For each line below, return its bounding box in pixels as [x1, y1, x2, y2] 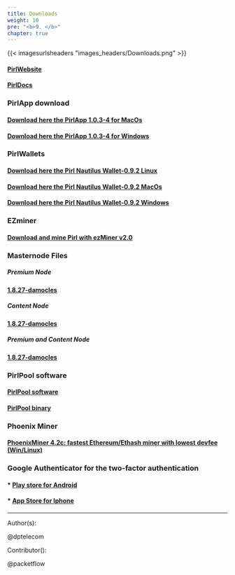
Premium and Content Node [7, 335, 90, 343]
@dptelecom [7, 532, 44, 541]
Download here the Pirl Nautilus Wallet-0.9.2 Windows [7, 199, 169, 207]
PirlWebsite [7, 64, 42, 73]
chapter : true [7, 29, 49, 37]
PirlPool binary [7, 404, 51, 412]
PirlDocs [7, 81, 33, 90]
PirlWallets [7, 149, 45, 159]
